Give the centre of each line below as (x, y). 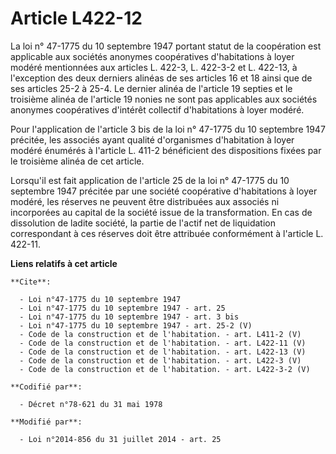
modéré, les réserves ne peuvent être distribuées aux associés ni (145, 201)
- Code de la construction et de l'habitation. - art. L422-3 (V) (160, 360)
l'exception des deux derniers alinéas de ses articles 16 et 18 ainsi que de (161, 78)
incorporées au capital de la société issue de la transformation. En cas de (161, 212)
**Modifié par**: (46, 422)
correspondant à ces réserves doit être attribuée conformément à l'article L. (167, 233)
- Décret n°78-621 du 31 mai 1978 (91, 404)
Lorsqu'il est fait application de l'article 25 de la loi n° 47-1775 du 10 (150, 180)
